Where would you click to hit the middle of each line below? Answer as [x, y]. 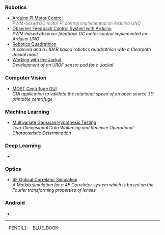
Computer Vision [26, 78]
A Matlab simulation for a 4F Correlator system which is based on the [83, 185]
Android [15, 203]
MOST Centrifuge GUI [34, 88]
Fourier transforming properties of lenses [54, 190]
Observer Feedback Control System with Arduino [62, 29]
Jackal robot [25, 55]
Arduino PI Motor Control [37, 18]
